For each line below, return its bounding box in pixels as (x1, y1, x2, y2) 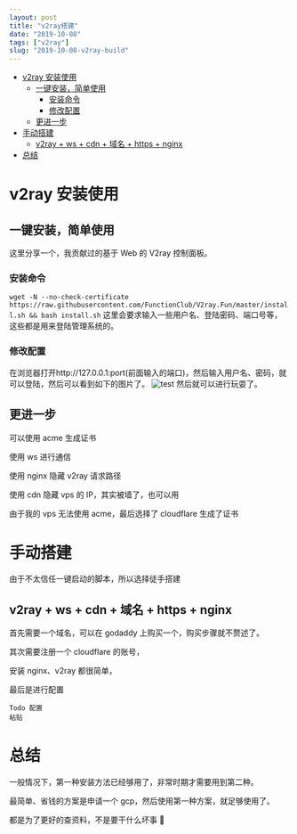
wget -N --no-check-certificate (9, 293, 129, 302)
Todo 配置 (9, 704, 43, 713)
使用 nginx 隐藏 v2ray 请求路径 (9, 470, 122, 481)
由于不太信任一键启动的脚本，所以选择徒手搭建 (9, 574, 181, 585)
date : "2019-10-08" (9, 29, 82, 38)
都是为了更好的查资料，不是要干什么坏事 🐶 (9, 814, 165, 825)
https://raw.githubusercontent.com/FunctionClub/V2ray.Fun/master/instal (9, 300, 289, 310)
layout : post (9, 12, 58, 22)
